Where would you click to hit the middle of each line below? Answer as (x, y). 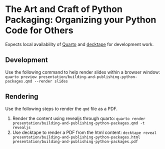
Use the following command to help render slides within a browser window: (83, 72)
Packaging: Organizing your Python (81, 20)
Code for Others (39, 30)
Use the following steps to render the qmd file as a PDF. (61, 108)
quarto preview (21, 77)
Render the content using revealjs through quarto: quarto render (79, 118)
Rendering (22, 97)
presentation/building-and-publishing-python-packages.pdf (75, 141)
